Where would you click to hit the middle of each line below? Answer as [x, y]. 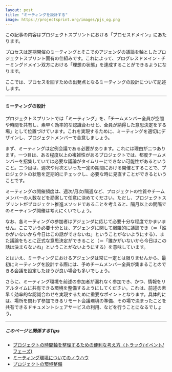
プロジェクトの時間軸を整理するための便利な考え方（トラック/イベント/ [88, 345]
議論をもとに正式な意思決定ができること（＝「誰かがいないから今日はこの [88, 240]
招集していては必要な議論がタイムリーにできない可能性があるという [94, 161]
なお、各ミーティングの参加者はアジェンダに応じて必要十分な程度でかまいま [86, 221]
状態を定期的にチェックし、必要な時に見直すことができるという [99, 174]
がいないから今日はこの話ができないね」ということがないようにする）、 [85, 234]
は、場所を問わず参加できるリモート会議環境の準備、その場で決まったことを [86, 300]
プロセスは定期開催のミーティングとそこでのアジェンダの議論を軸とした [81, 52]
